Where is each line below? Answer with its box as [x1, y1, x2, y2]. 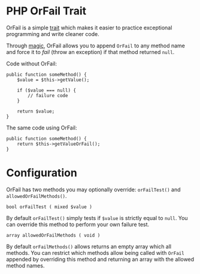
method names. [6, 262, 45, 269]
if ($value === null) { [17, 87, 77, 94]
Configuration [6, 166, 78, 180]
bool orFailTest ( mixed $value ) [6, 204, 93, 210]
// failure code [28, 92, 68, 98]
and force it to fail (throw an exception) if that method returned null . [6, 48, 175, 55]
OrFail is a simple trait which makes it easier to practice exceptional [6, 24, 172, 31]
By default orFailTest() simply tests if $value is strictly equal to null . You [6, 214, 188, 221]
